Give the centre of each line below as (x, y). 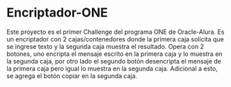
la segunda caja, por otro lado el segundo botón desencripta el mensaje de (114, 61)
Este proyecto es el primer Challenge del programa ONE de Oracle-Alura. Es (115, 32)
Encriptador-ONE (57, 13)
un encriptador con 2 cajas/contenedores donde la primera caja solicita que (115, 39)
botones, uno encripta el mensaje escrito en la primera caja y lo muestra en (115, 54)
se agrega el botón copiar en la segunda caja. (72, 76)
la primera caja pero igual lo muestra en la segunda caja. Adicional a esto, (112, 68)
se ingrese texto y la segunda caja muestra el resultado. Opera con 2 (105, 46)
